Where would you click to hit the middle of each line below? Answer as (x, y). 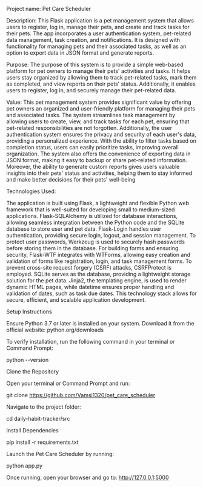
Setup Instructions (29, 312)
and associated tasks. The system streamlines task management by (91, 115)
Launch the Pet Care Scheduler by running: (60, 454)
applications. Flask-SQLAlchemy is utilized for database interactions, (92, 216)
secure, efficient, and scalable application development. (76, 300)
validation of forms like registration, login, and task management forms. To (99, 261)
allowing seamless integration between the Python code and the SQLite (95, 222)
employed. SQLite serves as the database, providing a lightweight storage (98, 274)
